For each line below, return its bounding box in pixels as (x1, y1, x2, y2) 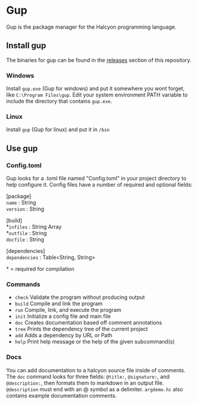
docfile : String (6, 236, 45, 243)
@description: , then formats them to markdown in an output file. (6, 379, 164, 387)
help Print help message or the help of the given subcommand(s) (14, 338, 175, 345)
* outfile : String (6, 230, 47, 237)
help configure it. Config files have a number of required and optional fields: (6, 181, 193, 188)
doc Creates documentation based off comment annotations (14, 319, 162, 326)
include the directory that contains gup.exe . (6, 98, 112, 105)
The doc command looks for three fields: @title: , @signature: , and (6, 373, 170, 380)
